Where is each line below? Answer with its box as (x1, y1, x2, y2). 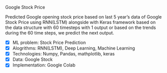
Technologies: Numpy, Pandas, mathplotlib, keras (12, 51, 115, 57)
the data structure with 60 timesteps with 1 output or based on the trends (5, 24, 156, 30)
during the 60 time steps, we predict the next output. (5, 30, 114, 35)
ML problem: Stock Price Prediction (12, 39, 86, 45)
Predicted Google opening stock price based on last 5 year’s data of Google (5, 14, 162, 19)
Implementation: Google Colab (12, 62, 76, 68)
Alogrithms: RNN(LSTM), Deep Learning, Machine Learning (12, 45, 135, 51)
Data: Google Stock (12, 56, 53, 62)
